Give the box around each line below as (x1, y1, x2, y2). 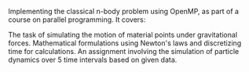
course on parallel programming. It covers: (8, 15, 146, 24)
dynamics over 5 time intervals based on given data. (8, 55, 178, 64)
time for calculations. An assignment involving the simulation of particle (8, 47, 240, 56)
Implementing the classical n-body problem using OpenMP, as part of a (8, 7, 240, 16)
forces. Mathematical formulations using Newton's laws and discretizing (8, 38, 242, 48)
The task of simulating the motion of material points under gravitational (8, 31, 238, 39)
